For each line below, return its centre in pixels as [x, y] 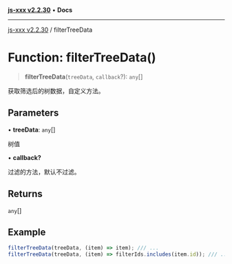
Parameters [33, 113]
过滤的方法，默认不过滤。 [44, 172]
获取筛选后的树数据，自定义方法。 [56, 91]
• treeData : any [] [32, 130]
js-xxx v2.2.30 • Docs [40, 10]
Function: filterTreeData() [82, 58]
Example [27, 232]
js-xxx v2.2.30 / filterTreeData [50, 30]
